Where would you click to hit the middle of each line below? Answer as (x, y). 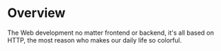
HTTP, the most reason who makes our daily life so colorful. (95, 40)
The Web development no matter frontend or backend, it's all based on (111, 33)
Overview (36, 13)
